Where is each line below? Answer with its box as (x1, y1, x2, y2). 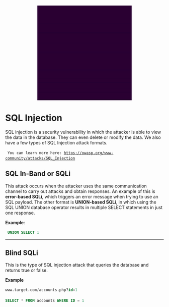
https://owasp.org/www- (63, 150, 114, 156)
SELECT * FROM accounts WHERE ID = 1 (5, 298, 84, 303)
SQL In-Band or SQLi (5, 170, 71, 178)
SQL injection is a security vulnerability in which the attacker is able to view (5, 129, 161, 135)
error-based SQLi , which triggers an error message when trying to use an (5, 193, 158, 199)
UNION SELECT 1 (7, 230, 39, 235)
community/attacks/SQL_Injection (5, 156, 75, 161)
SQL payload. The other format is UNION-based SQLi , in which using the (5, 199, 157, 205)
